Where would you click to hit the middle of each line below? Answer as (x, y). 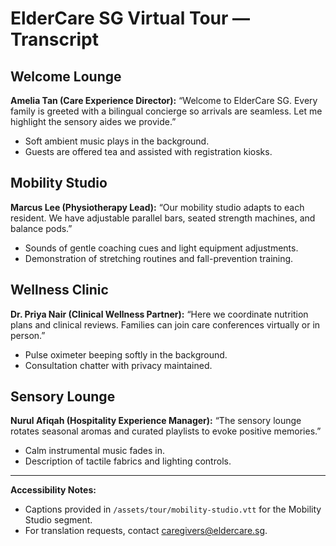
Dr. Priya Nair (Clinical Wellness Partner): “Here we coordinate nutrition (159, 314)
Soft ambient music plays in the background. (117, 141)
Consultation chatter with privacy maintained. (118, 365)
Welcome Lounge (66, 76)
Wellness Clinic (59, 290)
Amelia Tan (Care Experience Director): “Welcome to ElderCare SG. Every (164, 100)
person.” (28, 335)
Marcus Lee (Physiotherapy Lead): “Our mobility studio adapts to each (157, 207)
